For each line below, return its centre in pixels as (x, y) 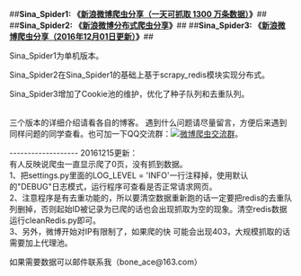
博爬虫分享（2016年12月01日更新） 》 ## (82, 36)
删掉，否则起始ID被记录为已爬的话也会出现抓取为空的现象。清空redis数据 (152, 209)
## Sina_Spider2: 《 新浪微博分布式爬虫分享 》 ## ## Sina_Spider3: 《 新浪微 (147, 25)
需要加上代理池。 (41, 243)
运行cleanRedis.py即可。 (55, 220)
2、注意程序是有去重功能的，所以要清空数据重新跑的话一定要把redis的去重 (147, 198)
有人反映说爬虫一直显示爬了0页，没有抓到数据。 (98, 164)
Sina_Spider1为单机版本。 (57, 56)
